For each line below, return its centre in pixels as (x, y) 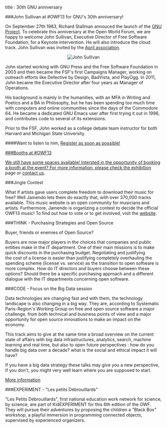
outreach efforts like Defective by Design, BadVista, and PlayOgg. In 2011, (81, 77)
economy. (15, 324)
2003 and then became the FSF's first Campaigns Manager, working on (79, 72)
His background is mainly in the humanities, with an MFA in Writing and (78, 97)
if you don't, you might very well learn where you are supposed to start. (78, 370)
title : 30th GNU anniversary (34, 7)
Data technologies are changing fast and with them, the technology (74, 298)
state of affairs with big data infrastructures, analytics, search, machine (78, 339)
